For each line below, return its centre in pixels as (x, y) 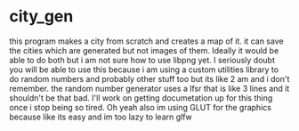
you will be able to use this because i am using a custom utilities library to (144, 70)
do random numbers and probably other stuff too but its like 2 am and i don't (149, 78)
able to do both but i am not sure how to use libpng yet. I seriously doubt (142, 60)
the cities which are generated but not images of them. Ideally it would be (144, 50)
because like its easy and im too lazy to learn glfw (101, 117)
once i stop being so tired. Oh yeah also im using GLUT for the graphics (140, 107)
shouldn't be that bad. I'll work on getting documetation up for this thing (141, 98)
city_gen (41, 16)
